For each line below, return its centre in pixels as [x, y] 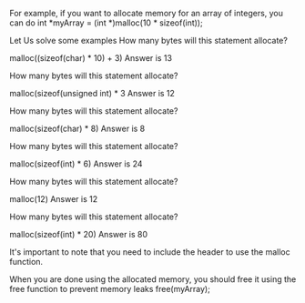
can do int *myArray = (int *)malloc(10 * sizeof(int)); [106, 23]
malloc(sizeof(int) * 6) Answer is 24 [76, 164]
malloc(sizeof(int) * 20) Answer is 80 [79, 234]
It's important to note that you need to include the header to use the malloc [150, 252]
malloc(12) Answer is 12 [54, 199]
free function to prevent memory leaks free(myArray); [110, 289]
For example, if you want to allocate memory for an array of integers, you [147, 13]
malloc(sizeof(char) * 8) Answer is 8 [77, 128]
